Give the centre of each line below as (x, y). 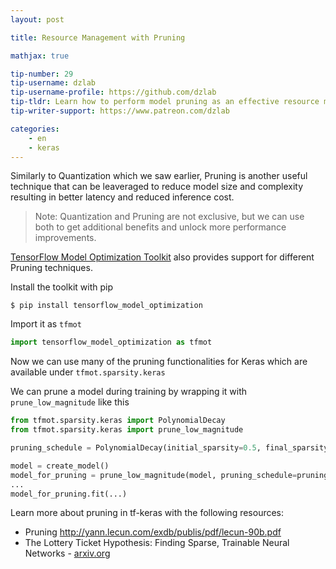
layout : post (37, 19)
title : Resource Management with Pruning (98, 37)
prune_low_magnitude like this (70, 402)
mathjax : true (40, 56)
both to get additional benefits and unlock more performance (160, 227)
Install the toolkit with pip (62, 287)
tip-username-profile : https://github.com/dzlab (113, 92)
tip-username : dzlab (53, 83)
